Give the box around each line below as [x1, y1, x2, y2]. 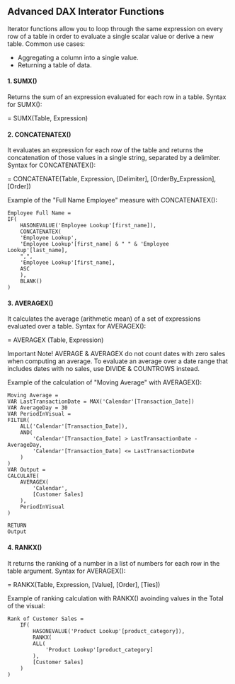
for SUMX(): [7, 101, 42, 109]
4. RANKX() [7, 543, 42, 552]
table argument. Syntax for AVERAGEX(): [7, 566, 126, 575]
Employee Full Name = [7, 210, 71, 217]
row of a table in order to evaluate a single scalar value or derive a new [7, 32, 214, 40]
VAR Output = [7, 467, 46, 474]
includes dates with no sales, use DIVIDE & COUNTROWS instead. [7, 365, 200, 373]
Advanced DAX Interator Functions [7, 6, 165, 18]
